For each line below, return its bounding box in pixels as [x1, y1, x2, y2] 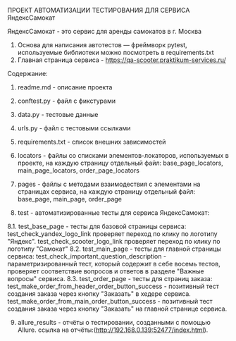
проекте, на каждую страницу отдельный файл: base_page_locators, [17, 159, 223, 167]
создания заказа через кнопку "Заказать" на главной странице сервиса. [7, 304, 228, 313]
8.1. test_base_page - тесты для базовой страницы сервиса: [7, 222, 187, 230]
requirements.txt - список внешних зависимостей [17, 137, 166, 146]
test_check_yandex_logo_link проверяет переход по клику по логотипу [7, 230, 218, 238]
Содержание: [7, 70, 48, 77]
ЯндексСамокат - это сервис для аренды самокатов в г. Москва [7, 27, 202, 35]
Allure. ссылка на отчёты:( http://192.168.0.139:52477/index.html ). [17, 325, 209, 334]
